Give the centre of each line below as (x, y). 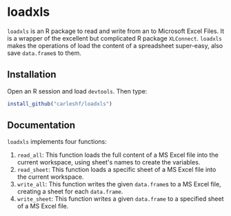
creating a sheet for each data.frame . (70, 192)
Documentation (41, 126)
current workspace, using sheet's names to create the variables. (109, 162)
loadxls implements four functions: (57, 142)
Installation (32, 75)
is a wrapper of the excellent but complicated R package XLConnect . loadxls (114, 38)
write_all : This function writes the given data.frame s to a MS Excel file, (119, 184)
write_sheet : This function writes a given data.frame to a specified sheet (120, 199)
